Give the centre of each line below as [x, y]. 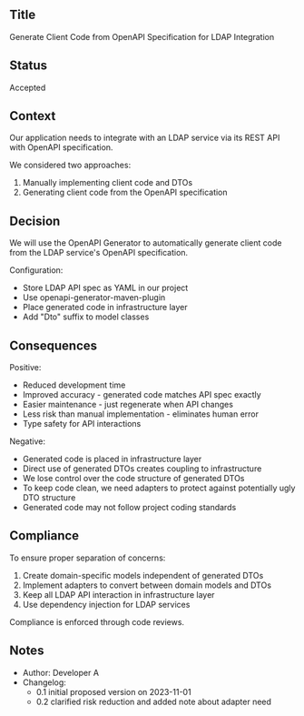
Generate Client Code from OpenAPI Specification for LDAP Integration [142, 36]
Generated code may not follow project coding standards [129, 508]
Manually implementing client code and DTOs [108, 183]
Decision [35, 221]
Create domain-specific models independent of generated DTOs [143, 575]
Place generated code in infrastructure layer [105, 308]
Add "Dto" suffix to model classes [86, 317]
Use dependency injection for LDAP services [106, 604]
